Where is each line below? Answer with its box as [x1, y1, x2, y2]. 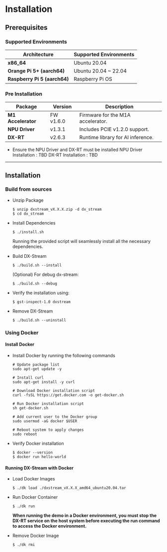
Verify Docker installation [12, 440, 64, 446]
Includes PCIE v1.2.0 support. [79, 126, 149, 133]
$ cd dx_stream [12, 211, 44, 216]
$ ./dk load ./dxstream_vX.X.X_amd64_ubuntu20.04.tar [12, 485, 126, 490]
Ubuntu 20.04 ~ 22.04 [74, 67, 127, 74]
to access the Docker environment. [12, 523, 87, 529]
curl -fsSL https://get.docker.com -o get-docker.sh [12, 393, 124, 397]
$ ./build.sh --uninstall [12, 317, 66, 322]
